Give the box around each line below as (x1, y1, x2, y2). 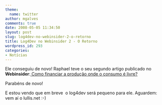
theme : (5, 7, 19, 12)
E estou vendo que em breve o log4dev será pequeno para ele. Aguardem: (5, 90, 158, 96)
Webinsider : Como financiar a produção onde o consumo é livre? (5, 71, 138, 77)
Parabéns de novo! (5, 81, 43, 86)
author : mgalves (5, 16, 38, 21)
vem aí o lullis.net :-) (5, 95, 47, 101)
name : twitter (9, 12, 38, 17)
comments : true (5, 21, 36, 26)
